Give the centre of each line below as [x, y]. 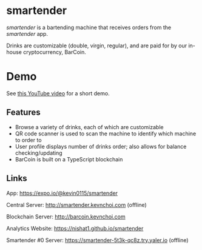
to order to [28, 140]
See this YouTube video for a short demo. [58, 93]
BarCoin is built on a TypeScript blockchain [69, 159]
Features [23, 113]
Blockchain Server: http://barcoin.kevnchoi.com [66, 217]
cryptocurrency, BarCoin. [55, 52]
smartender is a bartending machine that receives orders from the [89, 27]
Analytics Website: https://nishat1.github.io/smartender [75, 228]
